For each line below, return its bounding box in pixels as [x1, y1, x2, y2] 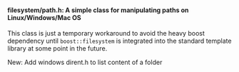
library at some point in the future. [7, 44, 108, 53]
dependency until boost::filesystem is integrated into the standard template [7, 36, 232, 46]
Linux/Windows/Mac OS [7, 13, 81, 21]
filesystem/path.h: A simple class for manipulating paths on [7, 6, 189, 14]
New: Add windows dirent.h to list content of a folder [7, 58, 163, 67]
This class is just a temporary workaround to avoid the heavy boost [7, 29, 205, 38]
